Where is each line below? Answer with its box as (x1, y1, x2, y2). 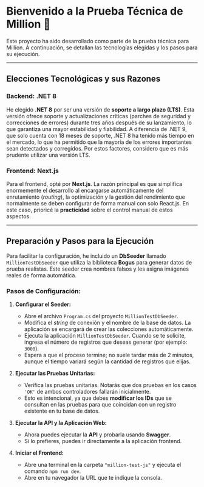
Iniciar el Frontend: (15, 449, 64, 457)
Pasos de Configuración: (6, 286, 81, 295)
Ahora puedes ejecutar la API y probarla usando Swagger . (24, 431, 171, 438)
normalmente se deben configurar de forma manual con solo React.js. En (6, 199, 189, 207)
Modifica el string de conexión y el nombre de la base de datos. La (24, 319, 191, 327)
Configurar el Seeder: (15, 300, 71, 308)
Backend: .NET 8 (6, 92, 56, 101)
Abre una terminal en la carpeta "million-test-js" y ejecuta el (24, 461, 182, 469)
